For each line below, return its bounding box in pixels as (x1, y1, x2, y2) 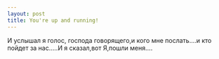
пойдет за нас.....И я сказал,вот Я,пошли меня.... (7, 44, 153, 52)
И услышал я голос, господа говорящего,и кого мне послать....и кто (7, 36, 212, 44)
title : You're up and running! (7, 17, 99, 24)
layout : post (7, 10, 46, 18)
